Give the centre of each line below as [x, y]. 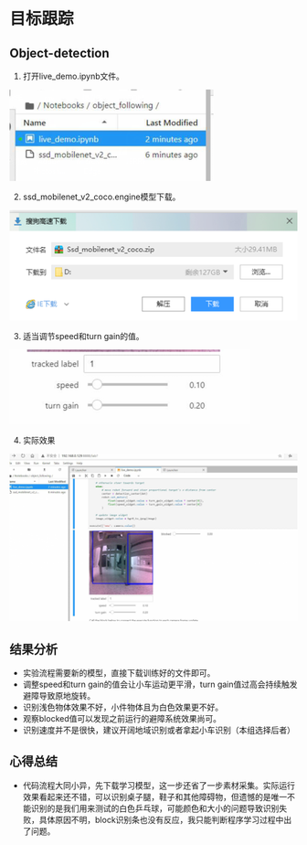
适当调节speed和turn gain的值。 [83, 337]
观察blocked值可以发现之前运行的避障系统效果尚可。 [122, 718]
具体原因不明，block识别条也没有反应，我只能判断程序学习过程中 [161, 819]
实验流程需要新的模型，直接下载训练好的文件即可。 [119, 672]
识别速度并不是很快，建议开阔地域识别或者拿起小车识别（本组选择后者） [159, 730]
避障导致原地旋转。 [59, 695]
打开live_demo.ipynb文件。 [74, 76]
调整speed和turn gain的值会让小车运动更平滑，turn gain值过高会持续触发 [160, 684]
